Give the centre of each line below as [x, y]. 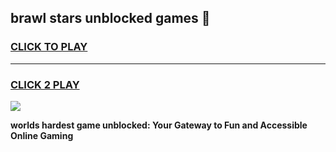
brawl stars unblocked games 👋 [110, 18]
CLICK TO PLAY [49, 47]
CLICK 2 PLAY [45, 84]
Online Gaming [42, 135]
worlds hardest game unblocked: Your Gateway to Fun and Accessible [159, 125]
